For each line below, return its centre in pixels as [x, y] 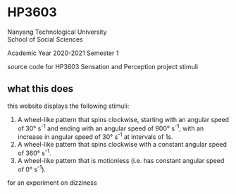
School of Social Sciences [45, 39]
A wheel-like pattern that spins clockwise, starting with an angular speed [123, 119]
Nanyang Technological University [57, 32]
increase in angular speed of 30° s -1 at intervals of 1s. [95, 136]
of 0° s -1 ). [32, 169]
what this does [41, 89]
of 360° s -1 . [34, 152]
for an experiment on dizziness [52, 183]
